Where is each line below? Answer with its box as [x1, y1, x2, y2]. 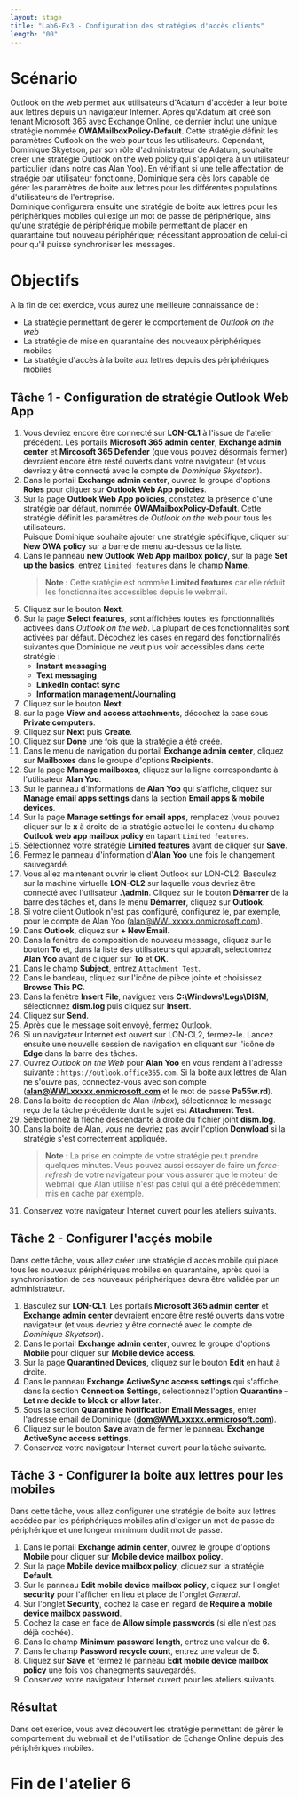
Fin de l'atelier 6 [10, 1773, 131, 1794]
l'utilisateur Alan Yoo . [22, 774, 102, 785]
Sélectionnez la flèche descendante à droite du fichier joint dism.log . [22, 1114, 276, 1125]
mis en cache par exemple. [44, 1189, 145, 1199]
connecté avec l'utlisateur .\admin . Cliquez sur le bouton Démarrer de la [22, 887, 289, 899]
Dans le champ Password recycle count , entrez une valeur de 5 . [22, 1645, 260, 1656]
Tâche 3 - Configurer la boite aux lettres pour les [10, 1468, 284, 1483]
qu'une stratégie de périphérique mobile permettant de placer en [10, 220, 248, 231]
